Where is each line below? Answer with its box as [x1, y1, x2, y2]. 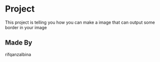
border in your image [5, 24, 47, 30]
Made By [5, 39, 33, 47]
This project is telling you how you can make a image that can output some [5, 19, 155, 25]
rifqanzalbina [5, 51, 32, 57]
